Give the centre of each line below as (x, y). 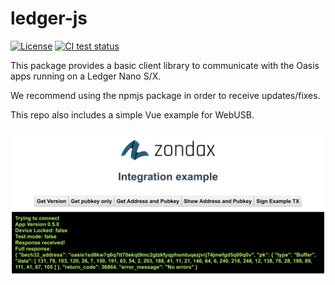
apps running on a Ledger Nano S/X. (86, 76)
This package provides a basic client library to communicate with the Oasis (165, 65)
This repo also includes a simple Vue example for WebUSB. (132, 114)
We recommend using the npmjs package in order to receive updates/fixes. (165, 95)
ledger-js (49, 18)
